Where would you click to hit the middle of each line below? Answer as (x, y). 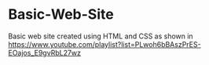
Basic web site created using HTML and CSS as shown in (101, 36)
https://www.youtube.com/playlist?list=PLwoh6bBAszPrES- (105, 44)
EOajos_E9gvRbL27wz (44, 52)
